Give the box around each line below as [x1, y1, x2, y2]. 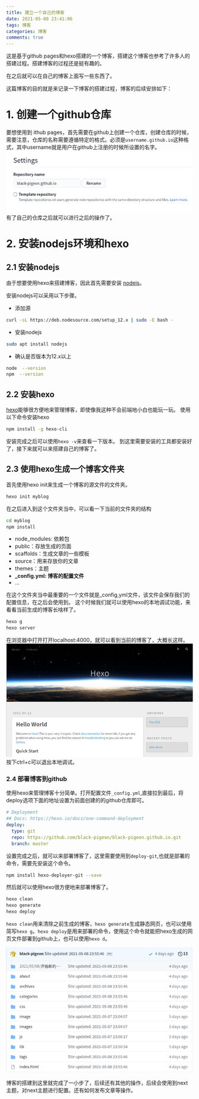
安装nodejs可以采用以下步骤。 [6, 291, 80, 299]
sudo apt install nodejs [6, 341, 68, 347]
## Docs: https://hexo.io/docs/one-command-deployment [6, 816, 145, 822]
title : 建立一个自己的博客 [6, 9, 65, 15]
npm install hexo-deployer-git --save [6, 872, 102, 878]
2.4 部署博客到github [6, 774, 67, 783]
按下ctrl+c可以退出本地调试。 [6, 758, 78, 766]
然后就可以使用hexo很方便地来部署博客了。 [6, 884, 111, 891]
